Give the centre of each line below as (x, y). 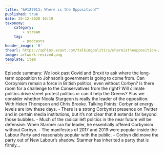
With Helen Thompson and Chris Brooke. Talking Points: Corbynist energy (79, 104)
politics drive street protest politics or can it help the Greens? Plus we (75, 94)
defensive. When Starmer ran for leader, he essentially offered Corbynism (79, 125)
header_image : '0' (24, 46)
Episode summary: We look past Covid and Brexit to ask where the (72, 73)
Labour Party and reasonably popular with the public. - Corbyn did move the (82, 135)
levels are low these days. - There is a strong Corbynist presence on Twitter (81, 109)
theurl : (13, 50)
